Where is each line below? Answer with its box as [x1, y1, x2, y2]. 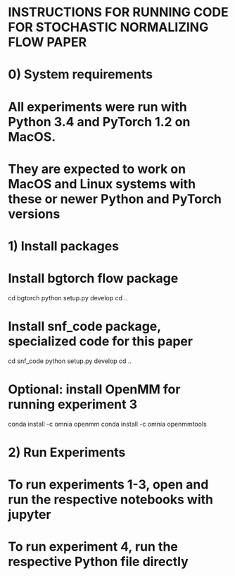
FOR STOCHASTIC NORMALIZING [8, 19, 209, 35]
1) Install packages [8, 238, 119, 254]
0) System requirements [8, 66, 153, 82]
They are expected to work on [8, 161, 186, 177]
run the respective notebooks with [8, 491, 214, 508]
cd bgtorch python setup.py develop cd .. [8, 293, 128, 302]
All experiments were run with [8, 99, 187, 115]
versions [8, 206, 61, 222]
